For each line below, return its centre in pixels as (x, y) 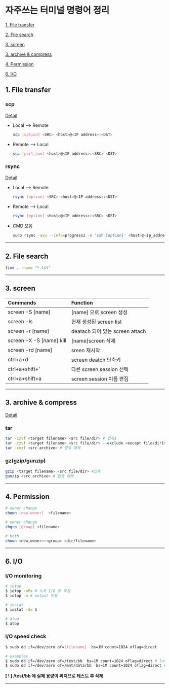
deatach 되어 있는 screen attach (109, 331)
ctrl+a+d (18, 359)
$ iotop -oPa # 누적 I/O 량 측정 (38, 591)
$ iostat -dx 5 (21, 609)
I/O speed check (26, 636)
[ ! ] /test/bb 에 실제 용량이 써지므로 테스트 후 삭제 (54, 676)
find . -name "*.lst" (28, 268)
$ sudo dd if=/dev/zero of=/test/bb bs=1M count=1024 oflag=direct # (81, 661)
